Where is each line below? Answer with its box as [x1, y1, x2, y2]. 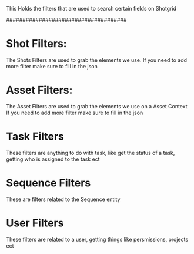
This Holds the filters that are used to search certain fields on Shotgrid [6, 5, 177, 12]
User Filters [6, 216, 64, 229]
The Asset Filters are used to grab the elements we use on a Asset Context [6, 103, 188, 110]
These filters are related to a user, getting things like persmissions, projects [6, 236, 189, 243]
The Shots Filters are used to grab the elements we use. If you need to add [6, 56, 187, 64]
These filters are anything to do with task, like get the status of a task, [6, 149, 175, 156]
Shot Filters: [6, 37, 67, 51]
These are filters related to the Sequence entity [6, 196, 121, 203]
